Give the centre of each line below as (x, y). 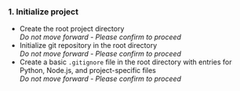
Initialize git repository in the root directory (88, 45)
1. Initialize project (43, 12)
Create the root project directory (72, 29)
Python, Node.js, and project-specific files (88, 71)
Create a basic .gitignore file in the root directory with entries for (126, 62)
